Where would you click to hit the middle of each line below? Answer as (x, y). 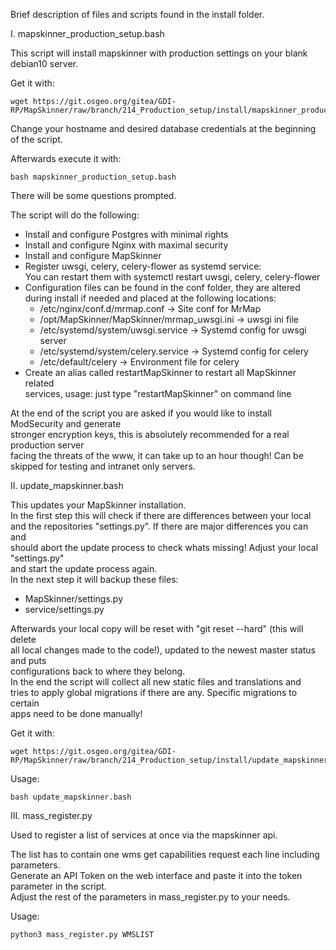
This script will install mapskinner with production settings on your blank (159, 53)
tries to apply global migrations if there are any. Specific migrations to (154, 692)
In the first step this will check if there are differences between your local (161, 515)
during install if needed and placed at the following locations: (150, 298)
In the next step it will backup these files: (94, 579)
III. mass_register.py (51, 815)
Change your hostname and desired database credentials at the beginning (163, 128)
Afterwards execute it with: (66, 158)
